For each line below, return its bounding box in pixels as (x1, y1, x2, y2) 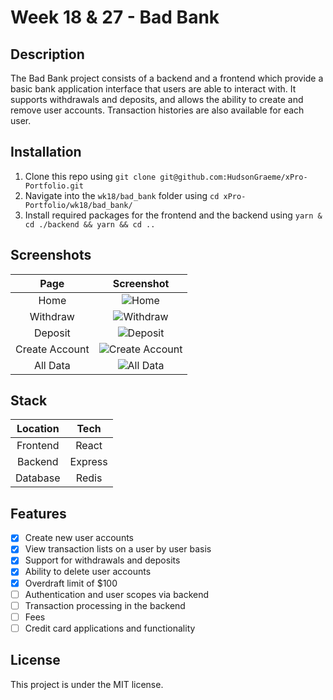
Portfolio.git (24, 181, 84, 191)
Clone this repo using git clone (24, 170, 157, 182)
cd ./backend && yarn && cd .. (24, 219, 156, 230)
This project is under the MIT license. (10, 678, 164, 690)
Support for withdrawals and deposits (24, 554, 181, 566)
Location (16, 422, 60, 436)
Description (10, 46, 85, 63)
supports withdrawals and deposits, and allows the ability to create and (10, 94, 304, 105)
